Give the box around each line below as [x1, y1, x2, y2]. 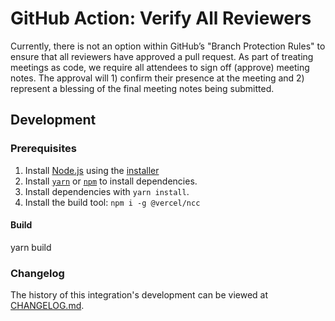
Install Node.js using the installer [24, 164, 160, 176]
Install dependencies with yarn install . [24, 185, 190, 197]
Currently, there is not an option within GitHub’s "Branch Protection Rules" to [10, 40, 326, 52]
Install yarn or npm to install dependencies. [24, 175, 198, 187]
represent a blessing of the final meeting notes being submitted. [10, 82, 275, 94]
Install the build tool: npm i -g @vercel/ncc [24, 196, 201, 208]
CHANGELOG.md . [10, 300, 85, 312]
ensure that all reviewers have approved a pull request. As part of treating [10, 50, 314, 62]
